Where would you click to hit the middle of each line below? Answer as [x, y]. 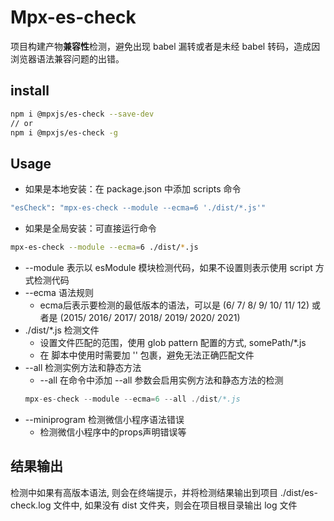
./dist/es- [298, 492]
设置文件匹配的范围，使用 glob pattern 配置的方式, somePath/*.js [173, 342]
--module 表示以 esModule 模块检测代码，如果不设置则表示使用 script [168, 267]
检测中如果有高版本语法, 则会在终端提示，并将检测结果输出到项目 [144, 492]
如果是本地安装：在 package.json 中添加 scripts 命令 [133, 189]
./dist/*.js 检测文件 [62, 330]
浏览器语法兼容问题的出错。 [67, 58]
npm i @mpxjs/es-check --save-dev [82, 114]
